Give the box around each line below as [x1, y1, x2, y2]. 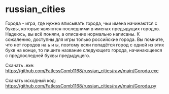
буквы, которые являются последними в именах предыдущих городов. [5, 25, 160, 31]
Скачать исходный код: [5, 77, 56, 83]
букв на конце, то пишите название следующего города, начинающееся [5, 47, 162, 53]
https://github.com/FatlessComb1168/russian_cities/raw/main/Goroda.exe [5, 67, 159, 74]
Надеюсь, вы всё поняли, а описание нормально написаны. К [5, 31, 140, 37]
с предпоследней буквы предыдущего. [5, 52, 90, 59]
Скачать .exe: [5, 62, 35, 68]
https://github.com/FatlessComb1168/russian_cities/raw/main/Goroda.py [5, 82, 156, 89]
